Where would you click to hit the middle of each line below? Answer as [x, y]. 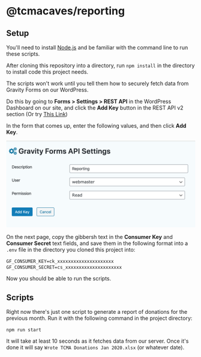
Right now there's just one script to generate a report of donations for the [97, 312]
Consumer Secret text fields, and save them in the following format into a [97, 243]
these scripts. [23, 54]
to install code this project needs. [47, 72]
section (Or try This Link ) [37, 114]
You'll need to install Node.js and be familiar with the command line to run [97, 47]
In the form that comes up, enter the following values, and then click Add [96, 126]
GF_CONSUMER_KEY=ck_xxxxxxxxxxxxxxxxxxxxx [60, 262]
